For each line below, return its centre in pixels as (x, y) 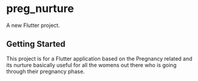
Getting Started (36, 44)
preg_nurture (40, 9)
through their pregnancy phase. (46, 71)
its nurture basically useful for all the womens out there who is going (91, 65)
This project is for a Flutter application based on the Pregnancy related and (99, 58)
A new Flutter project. (33, 25)
